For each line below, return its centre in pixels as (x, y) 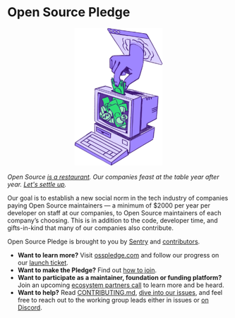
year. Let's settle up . (37, 184)
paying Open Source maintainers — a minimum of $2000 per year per (109, 205)
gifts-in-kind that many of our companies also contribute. (91, 228)
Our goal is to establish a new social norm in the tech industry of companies (118, 198)
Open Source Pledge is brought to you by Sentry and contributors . (104, 242)
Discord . (30, 307)
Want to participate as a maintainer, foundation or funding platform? (120, 278)
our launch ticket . (43, 263)
